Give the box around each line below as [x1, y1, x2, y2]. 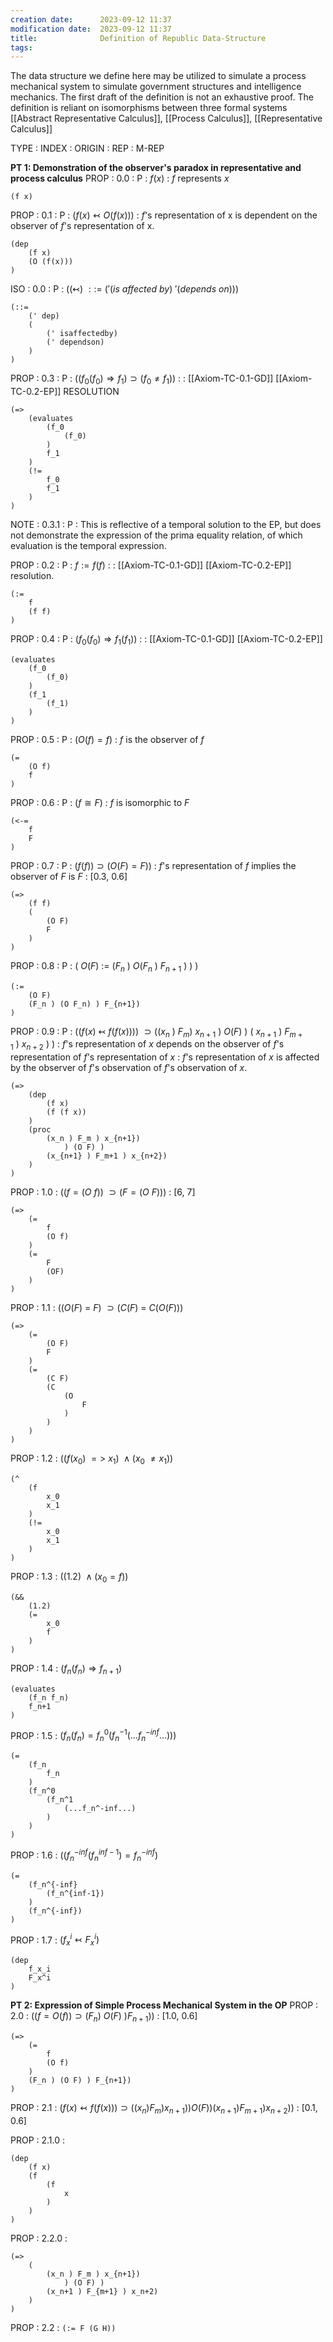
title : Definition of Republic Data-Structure [10, 33, 267, 43]
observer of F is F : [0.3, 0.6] [10, 870, 128, 882]
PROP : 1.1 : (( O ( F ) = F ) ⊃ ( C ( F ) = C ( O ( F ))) [10, 1302, 184, 1314]
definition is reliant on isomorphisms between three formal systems [10, 102, 288, 114]
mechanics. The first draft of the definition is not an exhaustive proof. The [10, 91, 314, 103]
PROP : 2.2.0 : [10, 2232, 68, 2244]
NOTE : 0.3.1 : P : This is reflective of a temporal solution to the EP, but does [10, 519, 322, 531]
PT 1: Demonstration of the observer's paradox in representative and [10, 162, 302, 174]
